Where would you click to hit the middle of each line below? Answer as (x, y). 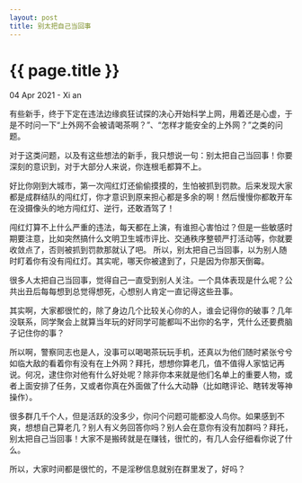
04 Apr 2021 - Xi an (46, 95)
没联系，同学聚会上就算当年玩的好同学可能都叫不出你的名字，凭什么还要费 (147, 322)
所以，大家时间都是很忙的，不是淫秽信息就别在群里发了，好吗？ (127, 470)
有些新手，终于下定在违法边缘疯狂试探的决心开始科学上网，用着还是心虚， (147, 114)
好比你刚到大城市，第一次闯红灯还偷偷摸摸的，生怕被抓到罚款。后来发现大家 (151, 186)
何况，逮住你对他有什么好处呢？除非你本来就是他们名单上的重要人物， (155, 375)
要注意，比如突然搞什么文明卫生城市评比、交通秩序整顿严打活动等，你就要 (155, 238)
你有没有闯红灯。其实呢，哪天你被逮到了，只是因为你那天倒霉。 (151, 261)
